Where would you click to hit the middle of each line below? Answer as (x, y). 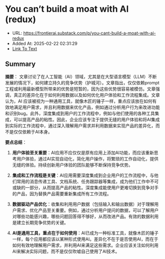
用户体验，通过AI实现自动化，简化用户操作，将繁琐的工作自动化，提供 (87, 158)
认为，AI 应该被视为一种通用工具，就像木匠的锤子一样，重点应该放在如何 (79, 101)
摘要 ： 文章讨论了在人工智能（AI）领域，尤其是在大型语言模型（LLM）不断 (81, 77)
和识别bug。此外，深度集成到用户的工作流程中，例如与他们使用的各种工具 (80, 113)
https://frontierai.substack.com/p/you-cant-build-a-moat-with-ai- (90, 33)
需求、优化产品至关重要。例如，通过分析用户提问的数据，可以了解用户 (87, 210)
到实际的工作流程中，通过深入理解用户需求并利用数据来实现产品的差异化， (80, 126)
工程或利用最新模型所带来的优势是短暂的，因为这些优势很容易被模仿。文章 (80, 89)
